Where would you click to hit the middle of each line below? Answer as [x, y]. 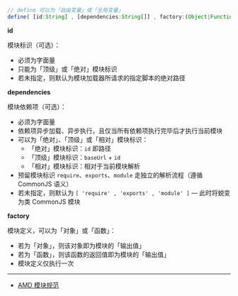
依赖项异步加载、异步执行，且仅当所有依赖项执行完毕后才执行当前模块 [120, 131]
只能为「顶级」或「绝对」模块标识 [67, 69]
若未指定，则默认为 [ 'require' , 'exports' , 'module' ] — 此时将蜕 [121, 192]
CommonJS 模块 [56, 202]
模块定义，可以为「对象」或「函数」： [62, 230]
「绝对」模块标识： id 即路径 [69, 148]
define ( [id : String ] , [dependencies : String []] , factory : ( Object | [109, 17]
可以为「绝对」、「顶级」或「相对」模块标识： [83, 139]
